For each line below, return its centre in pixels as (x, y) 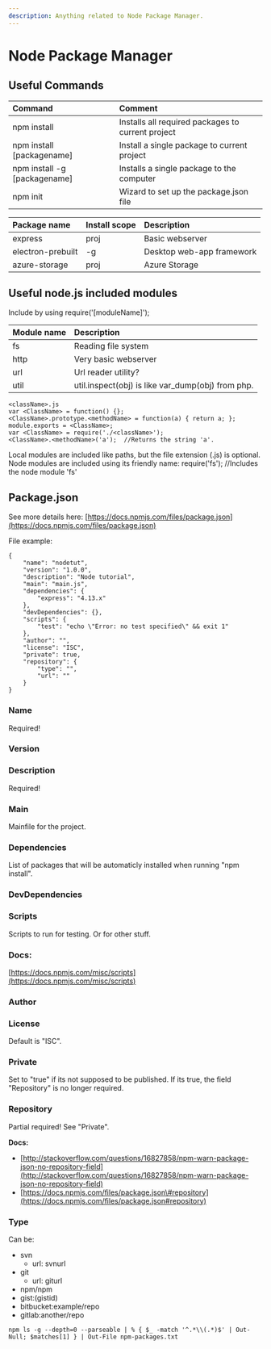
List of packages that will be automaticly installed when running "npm (124, 865)
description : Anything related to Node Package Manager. (106, 16)
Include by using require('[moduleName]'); (79, 312)
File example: (30, 541)
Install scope (111, 224)
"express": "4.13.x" (72, 598)
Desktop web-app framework (200, 251)
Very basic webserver (115, 359)
